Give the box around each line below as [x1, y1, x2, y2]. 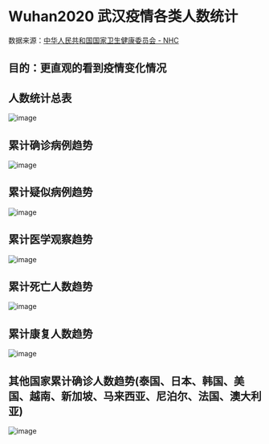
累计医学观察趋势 [8, 232, 93, 246]
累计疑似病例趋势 [8, 186, 93, 199]
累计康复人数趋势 [8, 327, 93, 340]
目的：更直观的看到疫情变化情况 [8, 61, 167, 75]
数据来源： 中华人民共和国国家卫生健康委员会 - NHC [8, 35, 179, 45]
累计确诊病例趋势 [8, 138, 93, 152]
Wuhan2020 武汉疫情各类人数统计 [8, 7, 238, 26]
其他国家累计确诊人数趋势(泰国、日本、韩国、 [8, 374, 234, 388]
